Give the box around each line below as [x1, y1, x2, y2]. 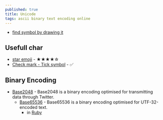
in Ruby [26, 110, 42, 115]
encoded [19, 104, 38, 110]
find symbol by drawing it [12, 30, 63, 35]
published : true [5, 7, 38, 12]
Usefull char [5, 43, 43, 51]
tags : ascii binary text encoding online [5, 16, 91, 21]
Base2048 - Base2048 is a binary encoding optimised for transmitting [12, 89, 153, 95]
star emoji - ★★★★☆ [12, 56, 59, 62]
